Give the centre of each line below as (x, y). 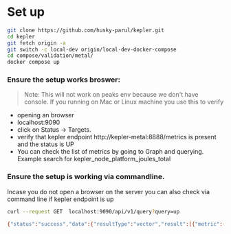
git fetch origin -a (37, 43)
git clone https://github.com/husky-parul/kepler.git (86, 30)
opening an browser (45, 115)
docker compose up (33, 62)
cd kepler (21, 36)
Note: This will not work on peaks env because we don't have (111, 95)
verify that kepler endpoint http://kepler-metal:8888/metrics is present (117, 137)
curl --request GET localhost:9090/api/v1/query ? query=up (93, 211)
